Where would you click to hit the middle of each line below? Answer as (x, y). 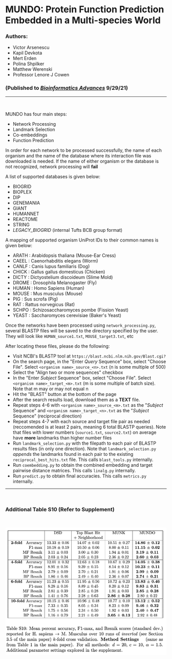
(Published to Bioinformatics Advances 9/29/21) (67, 88)
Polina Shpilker (28, 64)
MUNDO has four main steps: (36, 114)
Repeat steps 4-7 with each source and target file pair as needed (81, 421)
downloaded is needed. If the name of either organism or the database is (82, 161)
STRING (21, 225)
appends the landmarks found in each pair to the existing (73, 454)
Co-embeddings (30, 135)
